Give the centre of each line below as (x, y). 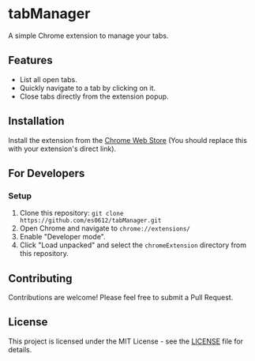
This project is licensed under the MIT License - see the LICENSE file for (126, 341)
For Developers (47, 173)
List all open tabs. (48, 79)
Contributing (40, 278)
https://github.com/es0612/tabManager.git (90, 221)
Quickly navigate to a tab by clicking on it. (88, 88)
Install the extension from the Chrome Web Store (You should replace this (127, 140)
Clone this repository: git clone (71, 213)
